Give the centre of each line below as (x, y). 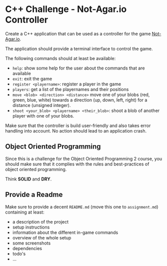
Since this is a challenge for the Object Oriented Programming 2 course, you (84, 158)
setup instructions (31, 227)
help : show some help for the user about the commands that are (78, 68)
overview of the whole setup (42, 237)
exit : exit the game (32, 78)
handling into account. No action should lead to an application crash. (76, 130)
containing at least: (25, 212)
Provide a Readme (34, 195)
